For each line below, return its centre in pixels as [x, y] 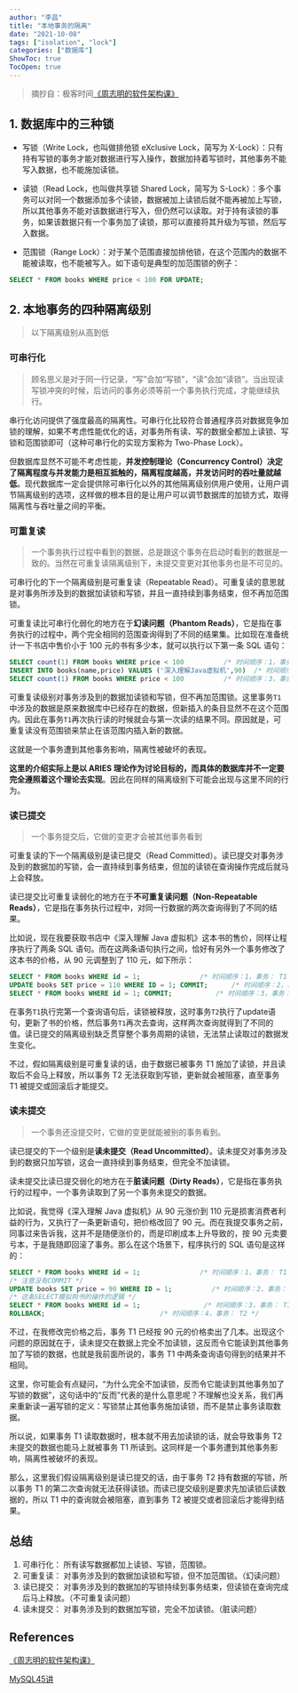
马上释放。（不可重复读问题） [82, 1598]
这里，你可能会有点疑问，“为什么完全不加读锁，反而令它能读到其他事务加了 [147, 1384]
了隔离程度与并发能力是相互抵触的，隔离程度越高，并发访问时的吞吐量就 [141, 472]
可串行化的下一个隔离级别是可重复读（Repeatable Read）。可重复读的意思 [143, 582]
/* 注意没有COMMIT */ [47, 1280]
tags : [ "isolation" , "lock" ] [63, 42]
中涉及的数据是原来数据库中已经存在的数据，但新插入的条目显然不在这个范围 [149, 708]
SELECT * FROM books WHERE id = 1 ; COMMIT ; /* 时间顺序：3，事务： [150, 993]
